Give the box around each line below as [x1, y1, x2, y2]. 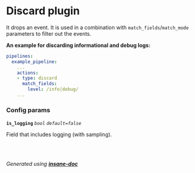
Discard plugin [6, 4, 80, 18]
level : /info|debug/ [27, 86, 79, 93]
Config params [6, 106, 51, 114]
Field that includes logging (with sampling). [6, 131, 112, 138]
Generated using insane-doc [6, 161, 78, 168]
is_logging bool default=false [6, 121, 82, 127]
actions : [17, 70, 39, 76]
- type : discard [17, 76, 58, 81]
